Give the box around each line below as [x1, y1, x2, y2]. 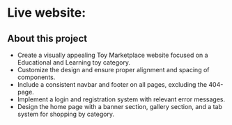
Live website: [7, 5, 86, 21]
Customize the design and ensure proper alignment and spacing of [17, 66, 210, 74]
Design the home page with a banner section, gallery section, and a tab [17, 103, 223, 110]
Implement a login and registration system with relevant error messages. [17, 95, 225, 103]
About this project [7, 33, 88, 44]
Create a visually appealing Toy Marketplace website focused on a [17, 51, 208, 59]
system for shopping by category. [17, 110, 115, 118]
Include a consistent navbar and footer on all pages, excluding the [17, 81, 208, 88]
